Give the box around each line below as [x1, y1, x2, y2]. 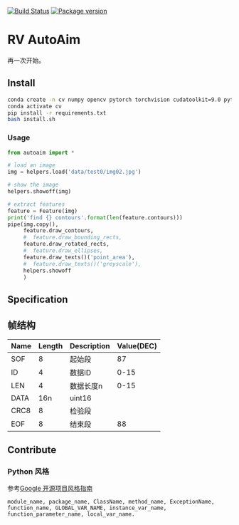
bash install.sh [7, 116, 55, 123]
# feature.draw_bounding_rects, [23, 234, 122, 241]
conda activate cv [7, 103, 62, 110]
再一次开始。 [7, 56, 45, 64]
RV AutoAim [7, 32, 81, 48]
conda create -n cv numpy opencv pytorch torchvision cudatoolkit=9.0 [7, 96, 221, 103]
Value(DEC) [117, 341, 158, 350]
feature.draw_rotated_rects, [23, 241, 110, 248]
